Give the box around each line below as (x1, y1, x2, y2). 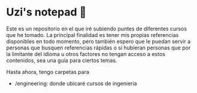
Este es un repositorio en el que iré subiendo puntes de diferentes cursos (6, 25, 187, 32)
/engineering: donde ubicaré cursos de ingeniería (14, 80, 137, 87)
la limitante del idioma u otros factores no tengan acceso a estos (6, 50, 166, 57)
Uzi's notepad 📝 (6, 5, 87, 19)
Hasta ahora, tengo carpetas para (6, 68, 90, 75)
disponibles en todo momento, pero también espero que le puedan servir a (6, 38, 191, 45)
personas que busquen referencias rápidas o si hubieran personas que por (6, 44, 191, 51)
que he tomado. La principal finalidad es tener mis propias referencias (6, 31, 179, 38)
